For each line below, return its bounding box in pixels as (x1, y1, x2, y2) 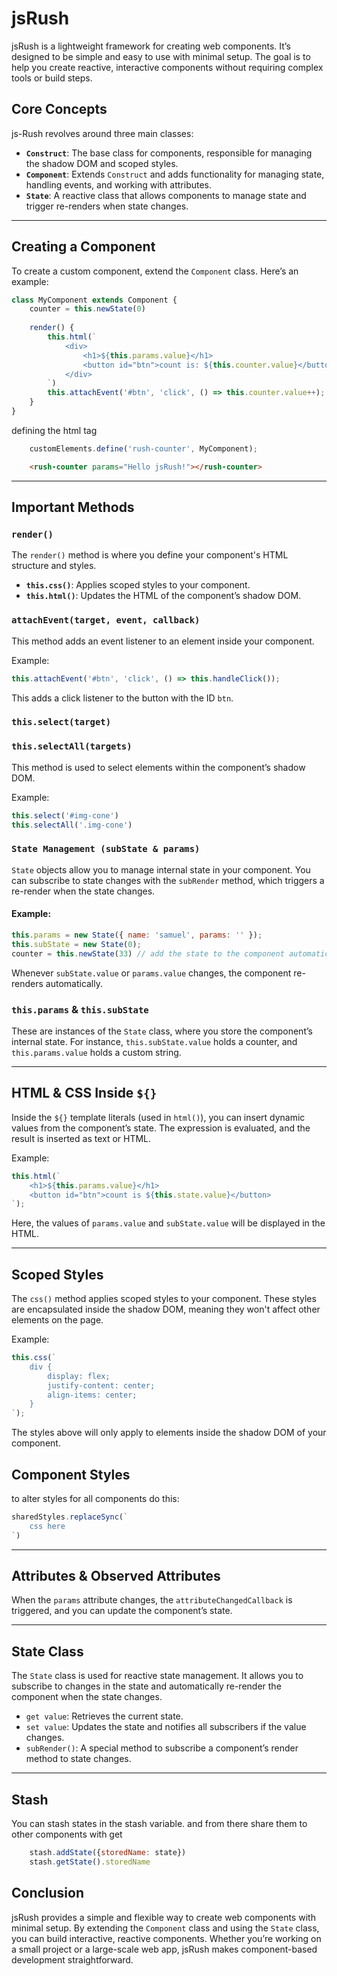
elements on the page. (11, 1314, 104, 1326)
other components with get (11, 1828, 123, 1841)
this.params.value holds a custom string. (11, 1046, 182, 1058)
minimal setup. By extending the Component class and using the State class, (11, 1922, 320, 1934)
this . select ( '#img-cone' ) (11, 810, 119, 821)
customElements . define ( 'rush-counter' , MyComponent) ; (29, 443, 258, 454)
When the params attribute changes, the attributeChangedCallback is (11, 1594, 293, 1606)
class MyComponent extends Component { (11, 295, 178, 305)
